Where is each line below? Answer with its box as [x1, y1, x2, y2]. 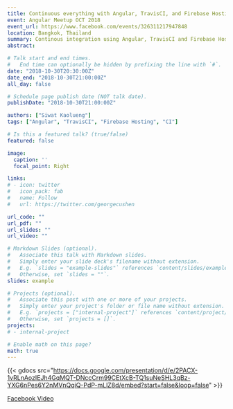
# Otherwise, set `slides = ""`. [7, 271, 110, 278]
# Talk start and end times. [7, 55, 92, 62]
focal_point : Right [13, 163, 70, 170]
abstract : [7, 42, 36, 49]
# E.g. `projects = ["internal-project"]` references [7, 309, 172, 316]
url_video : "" [7, 233, 49, 239]
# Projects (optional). [7, 290, 76, 297]
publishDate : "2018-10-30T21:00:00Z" [7, 100, 116, 107]
